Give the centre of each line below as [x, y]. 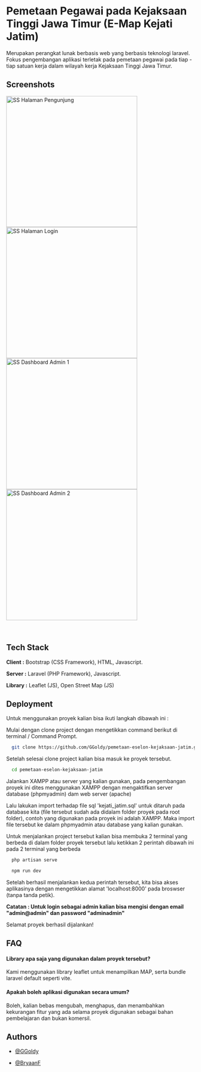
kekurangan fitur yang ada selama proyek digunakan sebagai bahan [90, 1011]
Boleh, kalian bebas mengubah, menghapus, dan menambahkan [85, 1005]
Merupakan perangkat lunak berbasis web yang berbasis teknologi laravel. [98, 53]
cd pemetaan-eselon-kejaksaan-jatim [57, 770]
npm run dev [27, 871]
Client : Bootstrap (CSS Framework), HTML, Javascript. [74, 662]
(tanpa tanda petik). [31, 895]
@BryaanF [28, 1063]
